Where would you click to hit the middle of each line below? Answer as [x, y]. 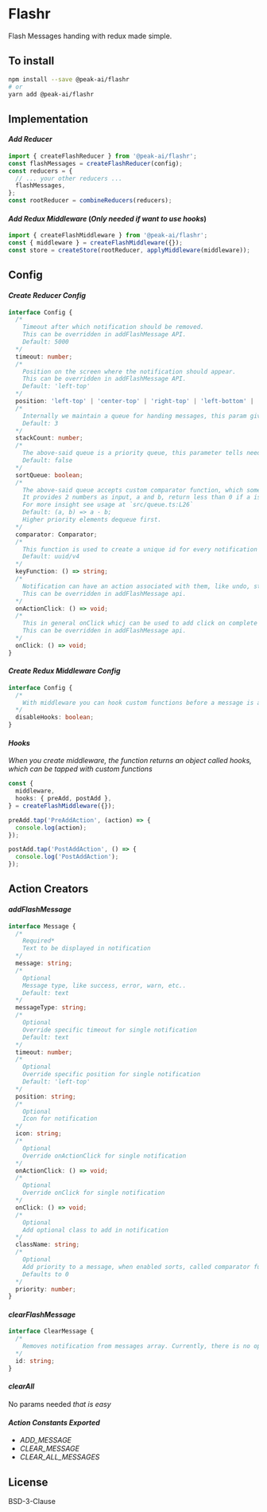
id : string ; [35, 1361]
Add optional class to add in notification [96, 1230]
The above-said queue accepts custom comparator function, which [133, 490]
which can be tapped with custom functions [80, 769]
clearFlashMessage [42, 1314]
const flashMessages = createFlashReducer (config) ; [95, 163]
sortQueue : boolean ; [49, 475]
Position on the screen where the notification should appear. [130, 371]
